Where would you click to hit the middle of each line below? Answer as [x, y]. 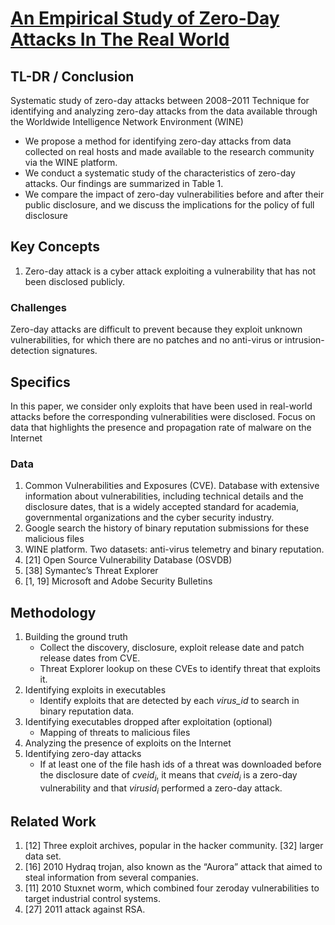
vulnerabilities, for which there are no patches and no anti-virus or [146, 340]
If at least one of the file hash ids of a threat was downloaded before [180, 764]
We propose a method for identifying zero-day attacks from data [158, 141]
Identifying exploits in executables [95, 690]
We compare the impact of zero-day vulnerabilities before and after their [174, 194]
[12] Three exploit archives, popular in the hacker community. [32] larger [174, 846]
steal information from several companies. [111, 878]
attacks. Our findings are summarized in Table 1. [124, 183]
